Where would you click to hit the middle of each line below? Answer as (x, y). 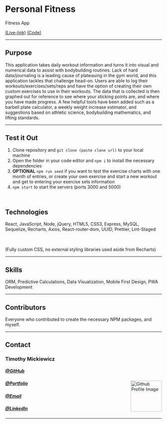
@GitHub (15, 371)
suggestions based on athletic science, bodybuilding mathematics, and (78, 112)
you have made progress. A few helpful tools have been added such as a (80, 102)
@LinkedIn (17, 409)
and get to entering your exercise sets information (64, 181)
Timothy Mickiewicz (30, 359)
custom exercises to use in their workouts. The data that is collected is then (83, 91)
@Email (13, 396)
